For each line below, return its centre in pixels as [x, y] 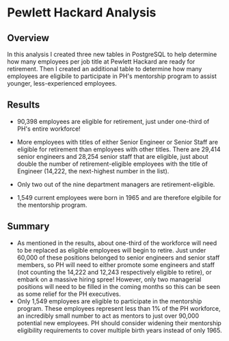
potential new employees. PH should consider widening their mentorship [119, 323]
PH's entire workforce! [49, 129]
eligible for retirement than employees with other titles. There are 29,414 [119, 149]
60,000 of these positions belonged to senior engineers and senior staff [118, 257]
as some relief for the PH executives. [69, 294]
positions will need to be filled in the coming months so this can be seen [119, 286]
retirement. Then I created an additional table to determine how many [105, 69]
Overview [28, 38]
